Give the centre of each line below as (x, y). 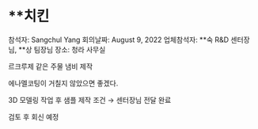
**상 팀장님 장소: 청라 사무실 (62, 49)
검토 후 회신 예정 (34, 116)
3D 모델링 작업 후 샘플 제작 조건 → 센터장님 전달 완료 (90, 100)
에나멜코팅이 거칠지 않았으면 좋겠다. (63, 83)
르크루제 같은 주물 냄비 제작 (51, 66)
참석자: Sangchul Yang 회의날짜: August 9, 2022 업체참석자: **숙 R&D (119, 40)
